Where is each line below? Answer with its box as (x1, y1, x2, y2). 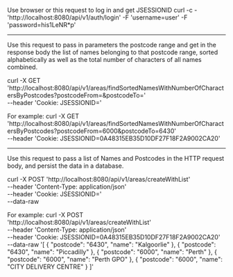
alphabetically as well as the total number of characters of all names (7, 56, 202, 63)
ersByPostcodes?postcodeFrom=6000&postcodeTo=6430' (7, 127, 177, 135)
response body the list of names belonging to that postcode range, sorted (7, 48, 218, 56)
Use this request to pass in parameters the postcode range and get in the (7, 41, 217, 49)
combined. (7, 63, 38, 71)
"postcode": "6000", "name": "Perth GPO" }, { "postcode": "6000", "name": (7, 255, 223, 263)
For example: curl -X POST (7, 211, 84, 219)
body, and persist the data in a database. (7, 161, 124, 170)
